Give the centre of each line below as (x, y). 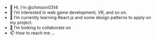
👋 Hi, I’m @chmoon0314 (34, 7)
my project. (21, 22)
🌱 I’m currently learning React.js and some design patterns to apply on (80, 17)
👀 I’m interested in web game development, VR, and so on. (68, 12)
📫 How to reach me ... (32, 33)
